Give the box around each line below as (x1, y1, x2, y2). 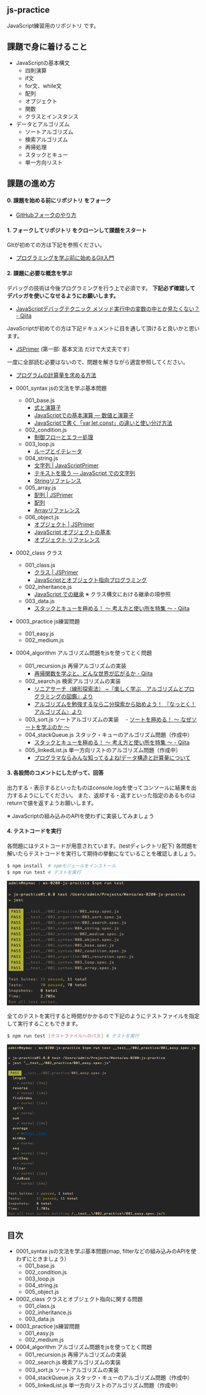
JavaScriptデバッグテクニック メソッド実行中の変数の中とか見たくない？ (15, 305, 200, 312)
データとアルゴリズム (15, 120, 70, 127)
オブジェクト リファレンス (34, 536, 100, 543)
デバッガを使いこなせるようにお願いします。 (7, 292, 119, 299)
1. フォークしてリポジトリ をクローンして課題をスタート (7, 226, 147, 234)
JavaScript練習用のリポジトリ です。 (7, 21, 100, 29)
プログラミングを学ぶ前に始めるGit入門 (15, 254, 115, 262)
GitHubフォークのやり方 (15, 211, 77, 219)
